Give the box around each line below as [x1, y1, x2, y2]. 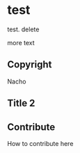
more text [7, 38, 35, 47]
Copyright [7, 58, 52, 71]
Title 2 [7, 97, 35, 109]
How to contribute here [7, 139, 74, 147]
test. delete [7, 25, 40, 33]
